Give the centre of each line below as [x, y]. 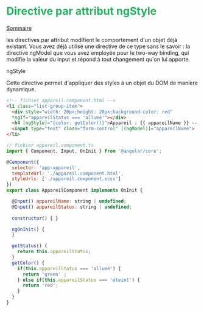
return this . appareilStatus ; [54, 252]
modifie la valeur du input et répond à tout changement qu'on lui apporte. [98, 59]
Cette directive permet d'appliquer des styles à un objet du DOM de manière [102, 83]
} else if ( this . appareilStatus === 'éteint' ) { [79, 280]
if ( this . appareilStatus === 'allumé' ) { [69, 268]
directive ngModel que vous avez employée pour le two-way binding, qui [98, 52]
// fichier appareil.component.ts [50, 145]
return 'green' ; [44, 274]
